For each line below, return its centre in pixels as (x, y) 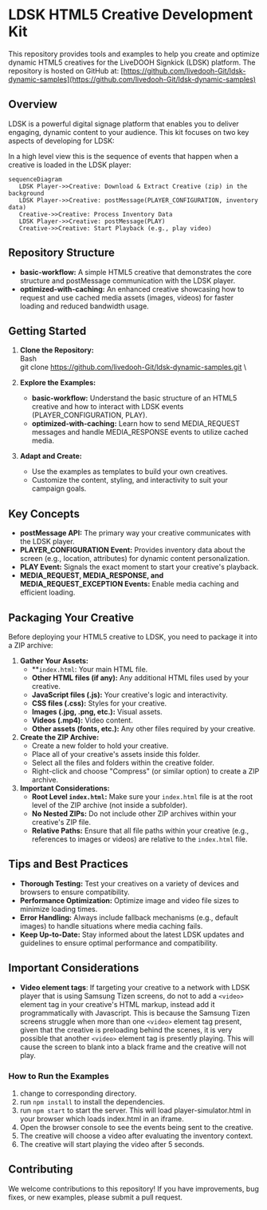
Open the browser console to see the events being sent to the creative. (136, 1127)
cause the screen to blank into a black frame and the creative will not (133, 1047)
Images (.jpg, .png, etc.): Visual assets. (97, 712)
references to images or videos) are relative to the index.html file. (140, 839)
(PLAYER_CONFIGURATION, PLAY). (89, 415)
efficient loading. (47, 592)
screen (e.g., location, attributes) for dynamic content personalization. (135, 559)
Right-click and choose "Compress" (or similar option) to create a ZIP (145, 771)
